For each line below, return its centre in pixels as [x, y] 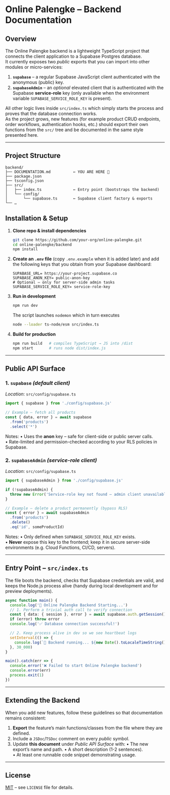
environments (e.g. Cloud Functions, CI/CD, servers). [60, 547]
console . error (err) [30, 670]
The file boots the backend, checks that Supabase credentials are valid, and [84, 580]
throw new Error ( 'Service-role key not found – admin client [76, 494]
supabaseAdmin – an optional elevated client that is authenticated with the [88, 88]
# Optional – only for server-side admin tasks [63, 283]
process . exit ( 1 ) [27, 675]
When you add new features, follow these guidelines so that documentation [84, 712]
